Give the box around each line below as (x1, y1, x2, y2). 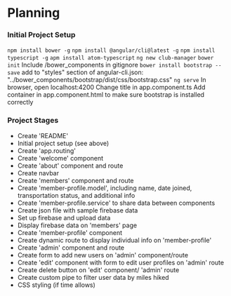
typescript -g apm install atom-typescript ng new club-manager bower (7, 55, 214, 62)
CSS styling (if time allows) (17, 281, 96, 289)
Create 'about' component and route (17, 161, 124, 170)
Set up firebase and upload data (17, 213, 111, 222)
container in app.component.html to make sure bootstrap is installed (7, 90, 205, 99)
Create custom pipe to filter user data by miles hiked (17, 273, 170, 281)
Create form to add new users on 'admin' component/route (17, 250, 188, 259)
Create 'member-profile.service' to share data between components (17, 199, 216, 207)
